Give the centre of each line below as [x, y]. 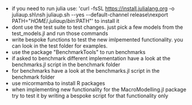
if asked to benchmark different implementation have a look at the [91, 58]
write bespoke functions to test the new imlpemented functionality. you [97, 40]
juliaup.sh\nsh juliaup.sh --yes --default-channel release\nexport [90, 15]
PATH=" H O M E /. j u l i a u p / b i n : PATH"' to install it [65, 21]
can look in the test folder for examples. [59, 46]
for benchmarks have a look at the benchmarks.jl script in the [85, 71]
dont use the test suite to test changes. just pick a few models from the [97, 27]
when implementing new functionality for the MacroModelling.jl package [99, 89]
